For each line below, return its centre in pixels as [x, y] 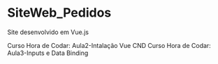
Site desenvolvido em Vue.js [48, 32]
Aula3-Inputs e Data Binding [48, 53]
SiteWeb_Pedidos [59, 13]
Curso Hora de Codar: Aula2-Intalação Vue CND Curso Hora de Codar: [109, 45]
